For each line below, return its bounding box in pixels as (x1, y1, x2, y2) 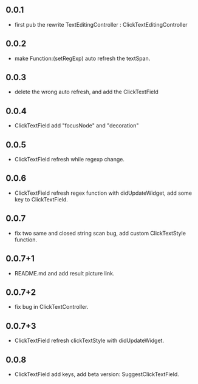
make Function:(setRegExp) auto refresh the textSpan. (14, 55, 151, 62)
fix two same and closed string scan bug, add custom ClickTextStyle (14, 229, 186, 237)
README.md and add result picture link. (14, 269, 115, 277)
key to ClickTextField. (14, 195, 68, 203)
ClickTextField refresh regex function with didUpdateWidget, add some (14, 189, 193, 197)
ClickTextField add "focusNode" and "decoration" (14, 122, 139, 129)
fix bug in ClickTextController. (14, 303, 89, 311)
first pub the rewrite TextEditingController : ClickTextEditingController (14, 21, 188, 28)
